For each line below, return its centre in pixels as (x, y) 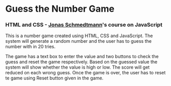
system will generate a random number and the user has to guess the (79, 41)
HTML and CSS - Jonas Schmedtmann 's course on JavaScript (84, 25)
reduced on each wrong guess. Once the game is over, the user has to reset (85, 73)
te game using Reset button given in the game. (55, 78)
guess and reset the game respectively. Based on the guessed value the (81, 62)
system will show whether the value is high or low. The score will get (78, 67)
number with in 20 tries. (30, 47)
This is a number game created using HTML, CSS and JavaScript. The (79, 36)
